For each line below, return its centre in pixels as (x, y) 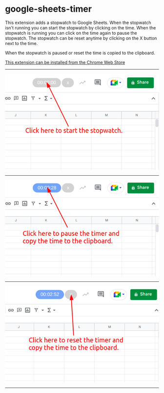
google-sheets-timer (48, 9)
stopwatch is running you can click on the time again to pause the (71, 33)
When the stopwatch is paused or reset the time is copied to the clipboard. (80, 53)
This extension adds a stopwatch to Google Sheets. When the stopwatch (78, 23)
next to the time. (21, 43)
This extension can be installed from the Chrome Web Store (65, 62)
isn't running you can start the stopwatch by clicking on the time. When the (81, 27)
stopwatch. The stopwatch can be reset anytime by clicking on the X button (81, 38)
